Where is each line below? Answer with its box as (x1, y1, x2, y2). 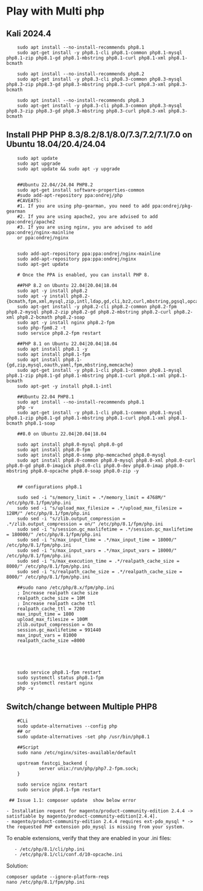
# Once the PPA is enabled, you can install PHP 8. (17, 271, 150, 278)
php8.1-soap (25, 420, 56, 426)
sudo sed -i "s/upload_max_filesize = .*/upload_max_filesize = (17, 505, 182, 511)
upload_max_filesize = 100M (17, 616, 88, 622)
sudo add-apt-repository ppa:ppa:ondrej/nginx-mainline (17, 250, 161, 257)
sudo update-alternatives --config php (17, 723, 118, 729)
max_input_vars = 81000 (17, 632, 77, 638)
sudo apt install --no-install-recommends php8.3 (17, 98, 145, 104)
